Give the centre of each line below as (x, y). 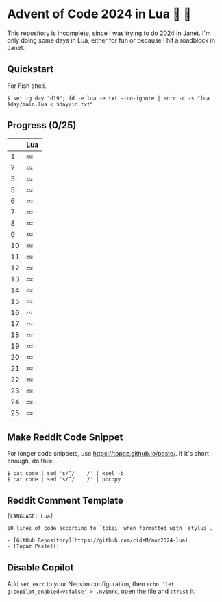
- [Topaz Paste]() (33, 546)
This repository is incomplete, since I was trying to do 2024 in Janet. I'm (109, 33)
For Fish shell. (27, 86)
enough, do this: (30, 461)
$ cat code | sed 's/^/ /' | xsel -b (66, 474)
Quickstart (30, 69)
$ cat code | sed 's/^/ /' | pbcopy (64, 480)
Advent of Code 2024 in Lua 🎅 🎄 (99, 14)
